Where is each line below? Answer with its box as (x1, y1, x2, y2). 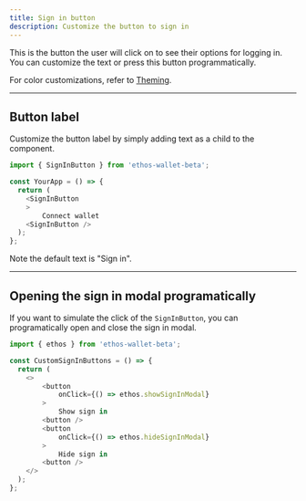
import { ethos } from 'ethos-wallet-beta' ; (9, 339, 181, 349)
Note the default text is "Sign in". (9, 253, 132, 265)
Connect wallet (42, 211, 100, 220)
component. (9, 143, 55, 154)
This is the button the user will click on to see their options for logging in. (9, 47, 282, 57)
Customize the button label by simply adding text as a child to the (9, 133, 255, 144)
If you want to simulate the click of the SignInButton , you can (9, 312, 239, 323)
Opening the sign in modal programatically (9, 288, 257, 304)
